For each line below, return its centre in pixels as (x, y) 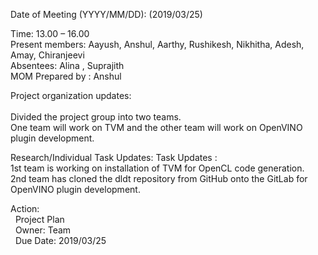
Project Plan (39, 219)
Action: (25, 208)
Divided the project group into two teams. (96, 117)
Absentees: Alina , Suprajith (67, 65)
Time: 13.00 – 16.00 (50, 33)
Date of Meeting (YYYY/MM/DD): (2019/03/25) (106, 14)
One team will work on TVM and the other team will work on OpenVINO (156, 127)
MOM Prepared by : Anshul (66, 76)
